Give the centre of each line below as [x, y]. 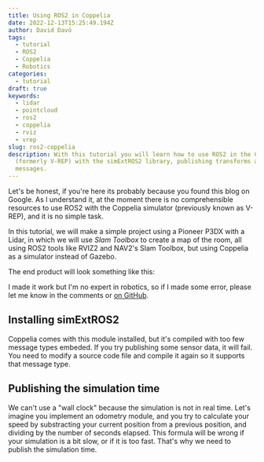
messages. [31, 169]
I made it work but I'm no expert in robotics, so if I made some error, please [130, 287]
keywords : [24, 96]
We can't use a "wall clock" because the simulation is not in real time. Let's [130, 407]
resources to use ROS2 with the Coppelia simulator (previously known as [126, 208]
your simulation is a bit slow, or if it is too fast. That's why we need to [120, 441]
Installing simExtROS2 [64, 320]
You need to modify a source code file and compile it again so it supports [126, 355]
